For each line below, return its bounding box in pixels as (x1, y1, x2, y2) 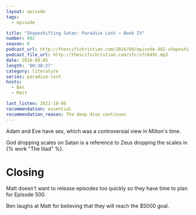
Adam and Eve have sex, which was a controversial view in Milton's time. (6, 127, 181, 135)
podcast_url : (6, 46, 38, 53)
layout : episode (6, 8, 45, 15)
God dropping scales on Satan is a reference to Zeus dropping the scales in (6, 139, 188, 146)
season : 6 (6, 41, 30, 47)
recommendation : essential (6, 106, 72, 112)
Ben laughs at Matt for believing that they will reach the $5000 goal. (6, 203, 169, 210)
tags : (6, 14, 19, 20)
